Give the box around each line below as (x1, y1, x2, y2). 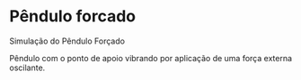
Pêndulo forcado (9, 6, 137, 27)
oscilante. (9, 62, 46, 73)
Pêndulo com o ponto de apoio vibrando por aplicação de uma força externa (9, 52, 293, 63)
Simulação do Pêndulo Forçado (9, 36, 126, 46)
